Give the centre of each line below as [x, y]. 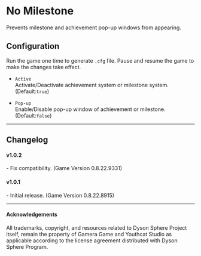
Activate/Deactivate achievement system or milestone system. [92, 85]
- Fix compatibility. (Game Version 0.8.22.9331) [64, 168]
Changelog [27, 140]
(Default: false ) [33, 115]
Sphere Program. [27, 246]
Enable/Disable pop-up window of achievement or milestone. [90, 109]
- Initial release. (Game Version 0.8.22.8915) [60, 195]
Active [23, 79]
